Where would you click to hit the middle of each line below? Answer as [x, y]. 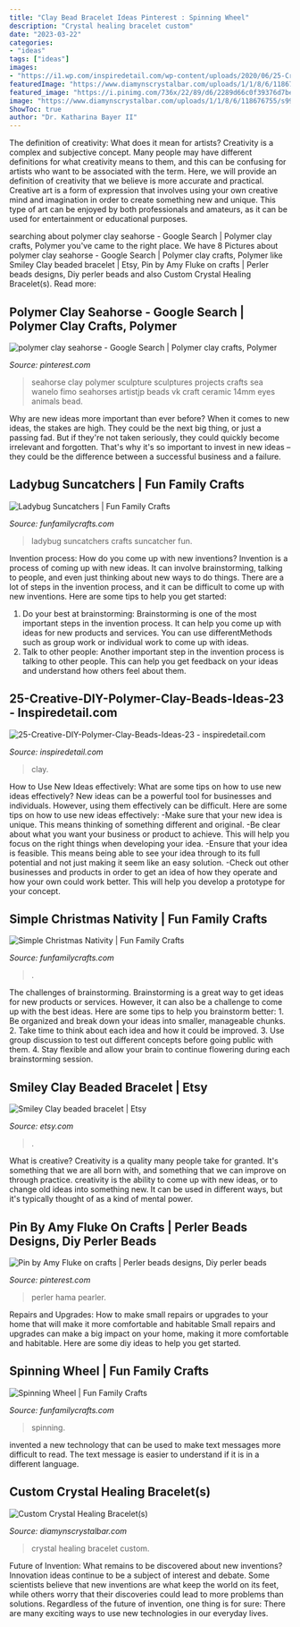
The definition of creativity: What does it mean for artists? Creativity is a [142, 143]
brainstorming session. [51, 1059]
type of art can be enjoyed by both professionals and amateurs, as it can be [149, 209]
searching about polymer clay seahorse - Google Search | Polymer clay [141, 236]
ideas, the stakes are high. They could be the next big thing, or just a [135, 428]
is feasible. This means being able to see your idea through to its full [135, 853]
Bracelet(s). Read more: [53, 284]
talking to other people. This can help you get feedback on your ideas [150, 661]
